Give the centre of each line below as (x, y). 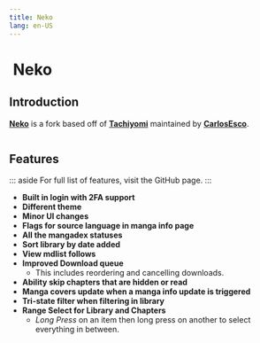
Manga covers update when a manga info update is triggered (136, 292)
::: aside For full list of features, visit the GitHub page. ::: (111, 180)
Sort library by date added (71, 245)
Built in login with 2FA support (78, 198)
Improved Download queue (73, 263)
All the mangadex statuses (72, 235)
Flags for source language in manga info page (108, 226)
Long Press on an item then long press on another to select (143, 320)
